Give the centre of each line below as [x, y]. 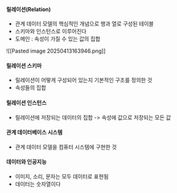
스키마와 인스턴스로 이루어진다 [50, 31]
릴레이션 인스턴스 [27, 103]
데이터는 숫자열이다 [38, 184]
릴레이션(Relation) [29, 9]
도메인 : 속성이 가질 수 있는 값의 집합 [58, 39]
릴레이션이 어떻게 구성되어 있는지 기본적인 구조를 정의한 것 [84, 80]
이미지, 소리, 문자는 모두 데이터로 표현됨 [62, 177]
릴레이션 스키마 [24, 65]
